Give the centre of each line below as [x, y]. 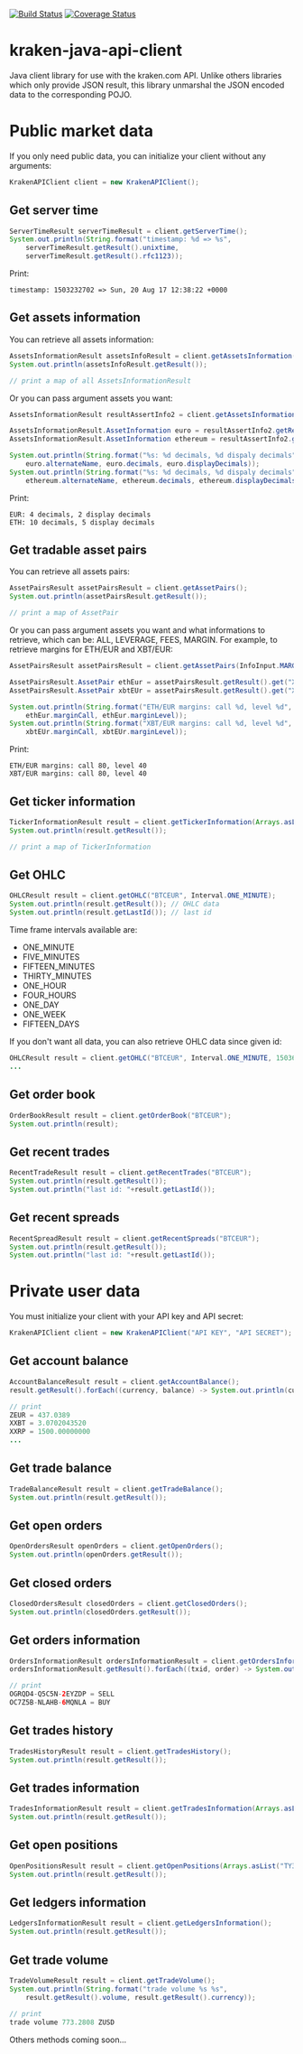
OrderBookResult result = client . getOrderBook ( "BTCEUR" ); [120, 1115]
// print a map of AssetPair [64, 613]
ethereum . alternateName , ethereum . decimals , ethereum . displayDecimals [161, 480]
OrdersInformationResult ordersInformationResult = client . [125, 1661]
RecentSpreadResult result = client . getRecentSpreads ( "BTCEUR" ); [134, 1238]
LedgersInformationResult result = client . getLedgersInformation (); [141, 1923]
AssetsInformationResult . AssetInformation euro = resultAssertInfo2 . [143, 431]
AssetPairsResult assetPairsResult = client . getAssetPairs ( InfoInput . [145, 666]
